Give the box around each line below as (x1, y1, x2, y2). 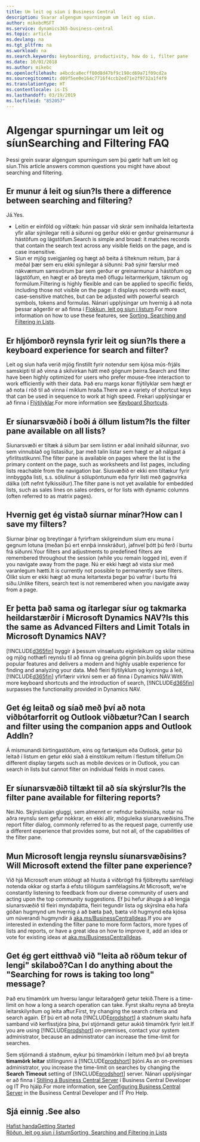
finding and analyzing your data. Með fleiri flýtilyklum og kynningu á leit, (6, 666, 184, 673)
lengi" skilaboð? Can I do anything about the (6, 960, 173, 970)
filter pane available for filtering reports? (6, 792, 161, 803)
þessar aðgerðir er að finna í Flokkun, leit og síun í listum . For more (14, 306, 177, 313)
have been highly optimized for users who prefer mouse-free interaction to (6, 373, 190, 381)
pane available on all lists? (6, 426, 106, 436)
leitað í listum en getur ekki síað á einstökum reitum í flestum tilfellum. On (6, 753, 184, 760)
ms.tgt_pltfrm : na (6, 42, 52, 48)
